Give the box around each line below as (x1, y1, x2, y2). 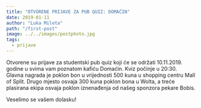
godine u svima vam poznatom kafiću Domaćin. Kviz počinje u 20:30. (6, 65, 178, 72)
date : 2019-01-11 (6, 14, 50, 20)
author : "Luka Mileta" (6, 20, 63, 26)
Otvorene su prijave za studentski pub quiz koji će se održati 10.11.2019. (6, 58, 183, 66)
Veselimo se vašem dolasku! (6, 95, 77, 103)
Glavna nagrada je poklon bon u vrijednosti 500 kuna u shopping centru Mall (6, 71, 196, 79)
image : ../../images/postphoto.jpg (6, 31, 95, 37)
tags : (6, 37, 20, 43)
